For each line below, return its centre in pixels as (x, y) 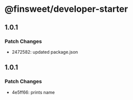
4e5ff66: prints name (33, 92)
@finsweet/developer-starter (66, 9)
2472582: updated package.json (45, 52)
